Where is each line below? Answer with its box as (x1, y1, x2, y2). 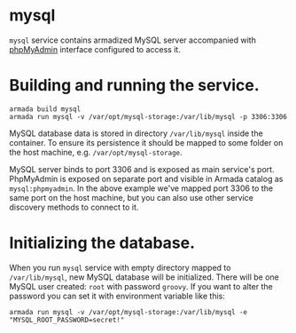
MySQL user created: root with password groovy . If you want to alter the (9, 281, 273, 291)
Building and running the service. (9, 75, 260, 96)
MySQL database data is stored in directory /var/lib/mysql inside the (9, 128, 263, 139)
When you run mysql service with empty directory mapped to (9, 262, 231, 273)
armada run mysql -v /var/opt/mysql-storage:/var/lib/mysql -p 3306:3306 (9, 112, 288, 121)
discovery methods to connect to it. (9, 202, 139, 212)
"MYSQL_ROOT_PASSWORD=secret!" (9, 315, 125, 324)
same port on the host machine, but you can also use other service (9, 192, 254, 202)
